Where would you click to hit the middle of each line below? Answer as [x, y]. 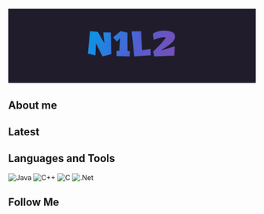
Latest [24, 132]
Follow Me [34, 203]
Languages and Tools [62, 159]
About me [33, 105]
